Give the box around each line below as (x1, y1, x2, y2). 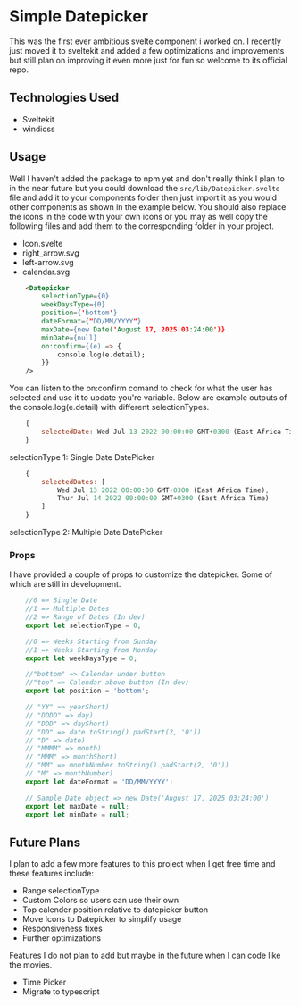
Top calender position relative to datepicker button (21, 904, 208, 915)
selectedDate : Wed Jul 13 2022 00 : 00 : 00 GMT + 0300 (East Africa (41, 427, 281, 437)
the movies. (9, 960, 53, 970)
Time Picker (21, 977, 67, 988)
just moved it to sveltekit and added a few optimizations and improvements (9, 45, 285, 55)
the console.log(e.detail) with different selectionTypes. (9, 402, 210, 413)
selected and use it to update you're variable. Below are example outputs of (9, 392, 287, 403)
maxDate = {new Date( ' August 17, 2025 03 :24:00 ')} (41, 324, 226, 334)
